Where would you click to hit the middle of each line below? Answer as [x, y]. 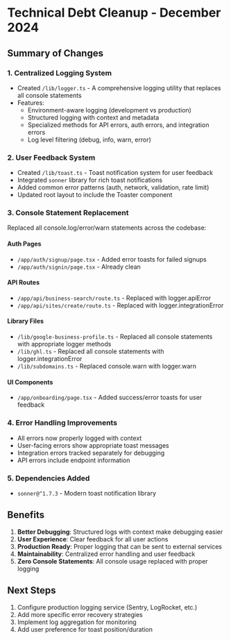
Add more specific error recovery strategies [80, 614]
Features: [31, 103]
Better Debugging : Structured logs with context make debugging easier [120, 532]
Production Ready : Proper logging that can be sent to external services [119, 546]
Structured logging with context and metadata [93, 117]
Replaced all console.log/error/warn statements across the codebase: [107, 228]
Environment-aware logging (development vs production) [110, 110]
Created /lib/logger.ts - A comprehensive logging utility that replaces [119, 87]
